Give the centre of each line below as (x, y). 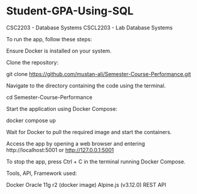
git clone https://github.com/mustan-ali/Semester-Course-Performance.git (98, 74)
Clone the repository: (32, 62)
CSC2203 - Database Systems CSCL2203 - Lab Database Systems (89, 28)
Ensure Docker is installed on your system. (59, 51)
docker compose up (31, 120)
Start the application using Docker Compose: (62, 108)
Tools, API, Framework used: (42, 173)
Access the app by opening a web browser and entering (76, 143)
